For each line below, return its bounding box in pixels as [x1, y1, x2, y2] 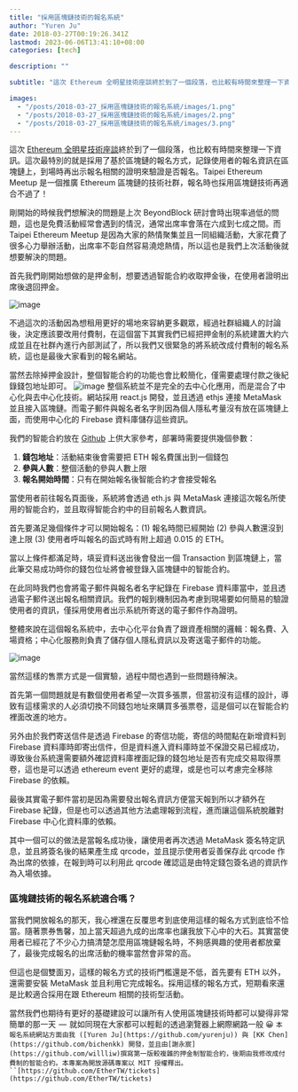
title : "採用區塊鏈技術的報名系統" [9, 12, 125, 22]
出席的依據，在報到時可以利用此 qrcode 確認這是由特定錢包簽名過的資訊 [16, 857, 281, 868]
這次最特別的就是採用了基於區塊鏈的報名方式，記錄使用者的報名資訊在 [24, 155, 281, 166]
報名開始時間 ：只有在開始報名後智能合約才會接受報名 [21, 474, 217, 484]
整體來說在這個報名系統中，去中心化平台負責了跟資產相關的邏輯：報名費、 [9, 624, 281, 634]
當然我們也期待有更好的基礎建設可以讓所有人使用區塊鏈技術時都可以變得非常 [9, 1008, 289, 1018]
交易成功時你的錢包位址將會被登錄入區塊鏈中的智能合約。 [24, 564, 235, 575]
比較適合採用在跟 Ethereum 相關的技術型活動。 [16, 988, 189, 999]
